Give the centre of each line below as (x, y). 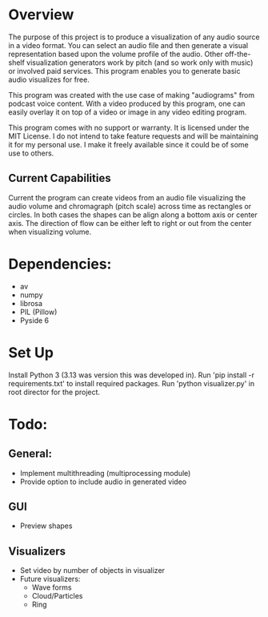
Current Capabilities (60, 178)
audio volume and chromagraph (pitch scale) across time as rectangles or (130, 206)
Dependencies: (60, 264)
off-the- (238, 54)
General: (30, 454)
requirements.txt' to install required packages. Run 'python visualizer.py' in (132, 383)
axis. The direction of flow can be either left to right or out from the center (130, 223)
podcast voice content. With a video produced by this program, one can (127, 103)
